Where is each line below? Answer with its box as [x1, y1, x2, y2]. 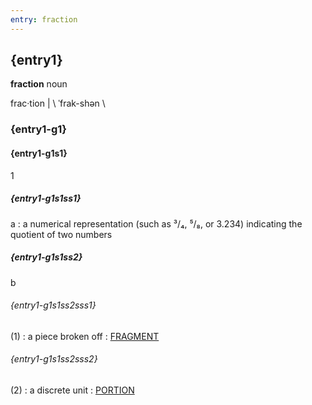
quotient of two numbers [10, 228, 113, 240]
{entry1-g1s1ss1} [10, 192, 82, 205]
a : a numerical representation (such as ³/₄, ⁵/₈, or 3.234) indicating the [10, 217, 303, 230]
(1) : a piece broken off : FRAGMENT [10, 330, 160, 342]
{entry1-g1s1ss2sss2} [10, 353, 98, 365]
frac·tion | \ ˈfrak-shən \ [10, 97, 106, 110]
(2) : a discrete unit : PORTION [10, 384, 135, 396]
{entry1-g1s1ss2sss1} [10, 299, 97, 311]
